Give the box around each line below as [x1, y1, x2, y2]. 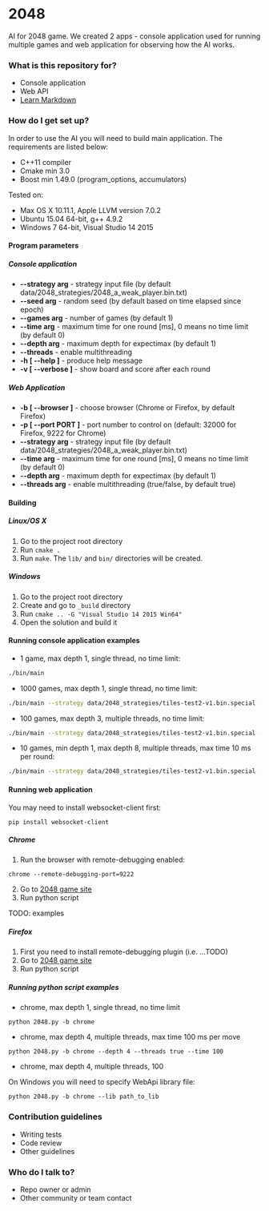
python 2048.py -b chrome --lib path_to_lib [8, 1092, 159, 1101]
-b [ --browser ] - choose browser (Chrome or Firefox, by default [19, 403, 235, 412]
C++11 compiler [19, 157, 72, 167]
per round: [19, 752, 55, 762]
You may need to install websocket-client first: [8, 803, 162, 812]
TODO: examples [8, 908, 65, 918]
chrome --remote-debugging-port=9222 [8, 871, 134, 879]
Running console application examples [8, 636, 140, 646]
